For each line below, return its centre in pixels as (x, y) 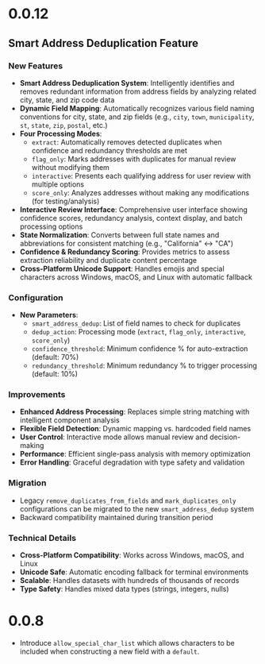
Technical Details (42, 538)
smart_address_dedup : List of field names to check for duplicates (136, 323)
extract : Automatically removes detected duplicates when (127, 142)
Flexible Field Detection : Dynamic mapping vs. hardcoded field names (135, 429)
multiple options (58, 184)
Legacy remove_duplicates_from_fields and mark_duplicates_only (128, 500)
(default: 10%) (54, 374)
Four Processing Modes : (61, 133)
